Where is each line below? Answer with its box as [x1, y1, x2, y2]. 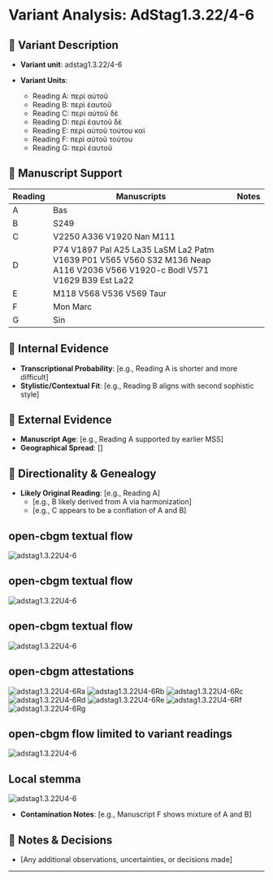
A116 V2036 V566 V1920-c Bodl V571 [52, 264, 210, 276]
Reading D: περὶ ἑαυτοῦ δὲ [32, 117, 123, 127]
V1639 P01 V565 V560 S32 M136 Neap [52, 254, 211, 265]
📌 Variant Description [8, 38, 119, 52]
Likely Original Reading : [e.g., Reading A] [19, 488, 161, 498]
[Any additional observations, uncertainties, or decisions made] [19, 854, 233, 864]
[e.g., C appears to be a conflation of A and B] [32, 506, 187, 516]
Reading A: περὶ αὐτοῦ [32, 91, 108, 101]
